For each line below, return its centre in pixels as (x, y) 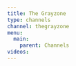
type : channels (29, 20)
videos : (18, 52)
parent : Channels (45, 45)
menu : (15, 33)
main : (21, 39)
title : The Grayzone (37, 13)
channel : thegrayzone (38, 26)
